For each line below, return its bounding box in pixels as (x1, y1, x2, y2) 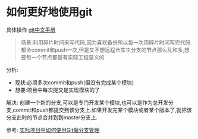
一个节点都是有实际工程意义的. (31, 53, 106, 61)
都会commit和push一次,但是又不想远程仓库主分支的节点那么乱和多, (20, 46, 185, 53)
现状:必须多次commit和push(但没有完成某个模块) (14, 78, 134, 86)
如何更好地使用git (6, 5, 93, 19)
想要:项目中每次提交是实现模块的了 (14, 86, 100, 93)
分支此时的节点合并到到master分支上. (6, 113, 98, 121)
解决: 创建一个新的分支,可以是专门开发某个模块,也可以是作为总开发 (6, 99, 169, 106)
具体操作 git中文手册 (6, 26, 56, 33)
